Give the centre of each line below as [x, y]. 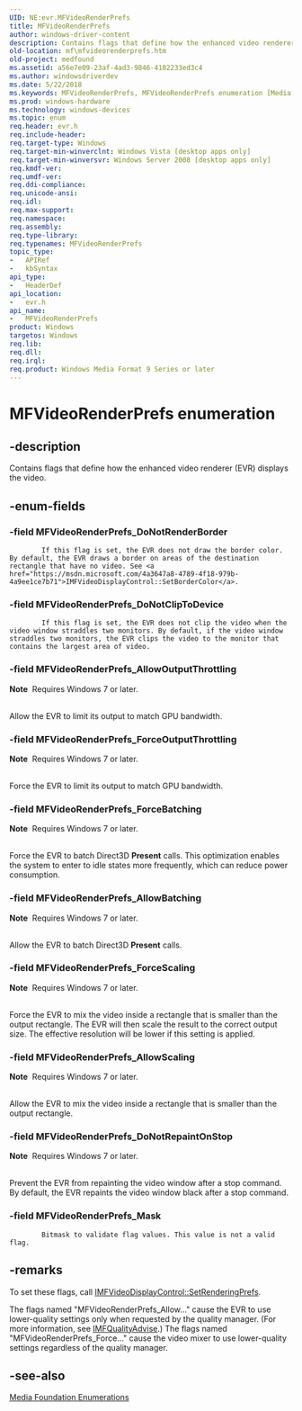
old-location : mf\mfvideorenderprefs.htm [88, 51]
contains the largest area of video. [80, 647]
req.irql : [28, 361]
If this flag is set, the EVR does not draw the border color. [162, 551]
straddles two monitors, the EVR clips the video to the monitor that [144, 639]
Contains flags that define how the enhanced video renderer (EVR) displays [149, 468]
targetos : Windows [44, 336]
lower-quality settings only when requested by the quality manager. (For [143, 1318]
